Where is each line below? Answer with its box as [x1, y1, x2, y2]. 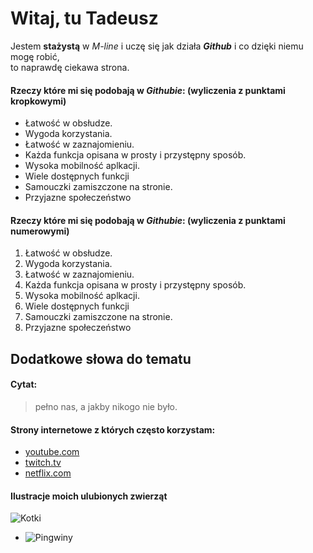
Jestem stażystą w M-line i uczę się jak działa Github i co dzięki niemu [10, 40, 304, 52]
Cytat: [10, 378, 38, 391]
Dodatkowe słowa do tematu [10, 350, 192, 367]
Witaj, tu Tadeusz [10, 7, 159, 30]
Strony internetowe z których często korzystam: [10, 423, 216, 436]
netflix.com [24, 467, 72, 479]
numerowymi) [10, 225, 70, 237]
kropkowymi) [10, 95, 67, 107]
